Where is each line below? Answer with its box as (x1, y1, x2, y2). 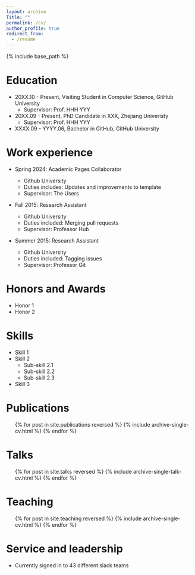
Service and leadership (6, 542, 123, 555)
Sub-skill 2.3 (23, 374, 55, 381)
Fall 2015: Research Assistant (14, 201, 87, 209)
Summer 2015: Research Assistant (14, 237, 99, 244)
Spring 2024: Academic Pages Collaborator (14, 165, 122, 173)
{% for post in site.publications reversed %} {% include (14, 421, 150, 428)
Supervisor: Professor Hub (23, 225, 89, 232)
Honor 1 (14, 302, 34, 309)
